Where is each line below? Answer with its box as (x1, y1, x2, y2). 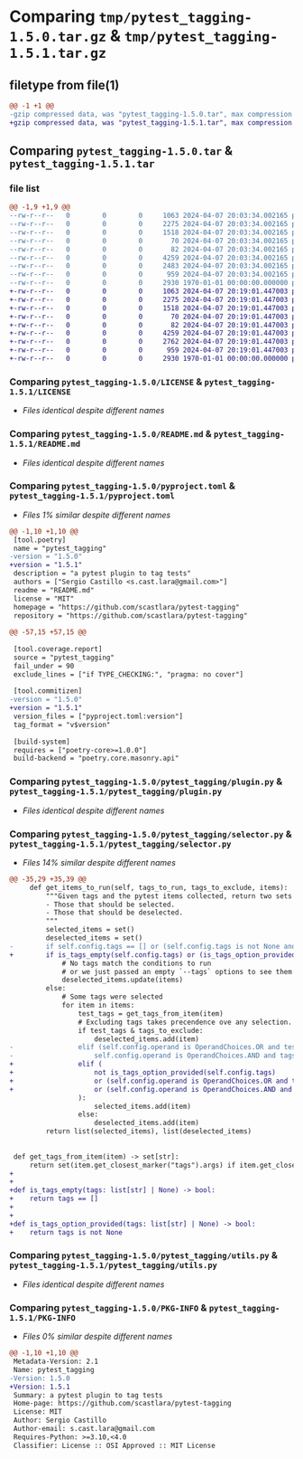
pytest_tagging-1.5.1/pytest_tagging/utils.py (9, 1260, 218, 1271)
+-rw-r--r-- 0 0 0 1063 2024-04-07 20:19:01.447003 (9, 287, 289, 296)
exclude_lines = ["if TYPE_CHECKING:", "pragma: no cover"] (13, 669, 244, 679)
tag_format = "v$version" (13, 720, 111, 729)
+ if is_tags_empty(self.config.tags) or (9, 950, 196, 960)
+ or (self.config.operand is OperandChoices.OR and (9, 1076, 289, 1085)
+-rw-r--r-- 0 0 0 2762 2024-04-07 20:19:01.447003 (9, 337, 289, 346)
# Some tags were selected (61, 992, 164, 1001)
